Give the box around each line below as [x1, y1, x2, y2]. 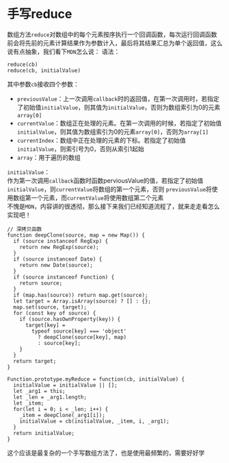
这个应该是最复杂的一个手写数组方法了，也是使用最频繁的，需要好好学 [7, 449, 205, 457]
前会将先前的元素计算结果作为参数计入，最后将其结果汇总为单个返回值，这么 [7, 38, 223, 47]
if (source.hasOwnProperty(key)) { [19, 316, 121, 322]
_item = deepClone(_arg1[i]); [19, 412, 106, 418]
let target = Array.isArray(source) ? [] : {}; [13, 298, 152, 305]
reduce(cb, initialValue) [7, 67, 81, 74]
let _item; [13, 399, 44, 407]
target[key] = [25, 322, 66, 329]
